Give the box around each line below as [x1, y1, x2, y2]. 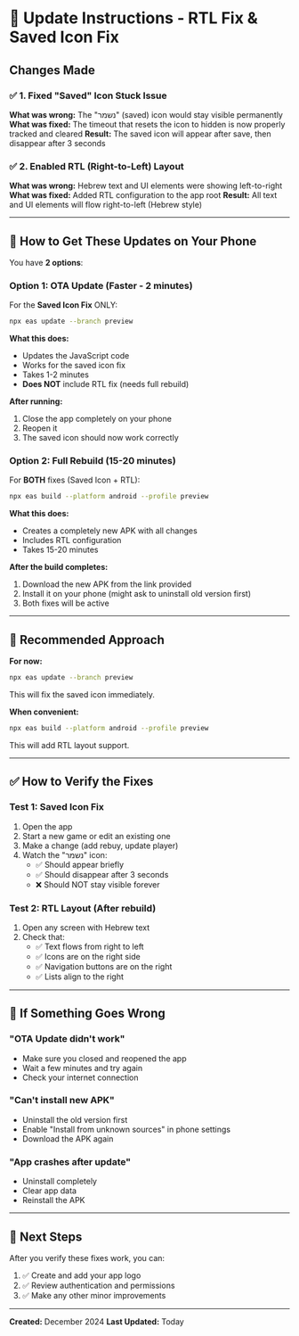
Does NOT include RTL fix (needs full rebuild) [21, 379, 190, 390]
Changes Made [9, 62, 95, 78]
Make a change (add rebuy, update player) [21, 840, 179, 851]
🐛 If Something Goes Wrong [9, 1006, 166, 1021]
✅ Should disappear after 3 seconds [35, 869, 169, 879]
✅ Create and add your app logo [21, 1270, 141, 1281]
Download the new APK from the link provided [21, 579, 192, 590]
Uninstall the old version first [21, 1114, 128, 1125]
